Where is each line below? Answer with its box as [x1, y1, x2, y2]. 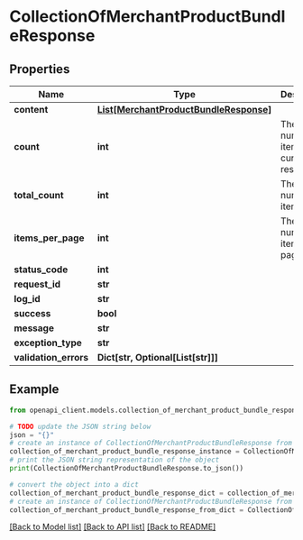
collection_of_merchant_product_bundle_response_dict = [9, 489, 224, 498]
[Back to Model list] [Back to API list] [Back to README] [9, 521, 216, 533]
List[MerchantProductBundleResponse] [96, 104, 272, 115]
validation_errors [14, 352, 88, 363]
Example [9, 381, 60, 398]
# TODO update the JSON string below [9, 422, 151, 431]
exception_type [14, 336, 83, 349]
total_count [14, 189, 64, 201]
